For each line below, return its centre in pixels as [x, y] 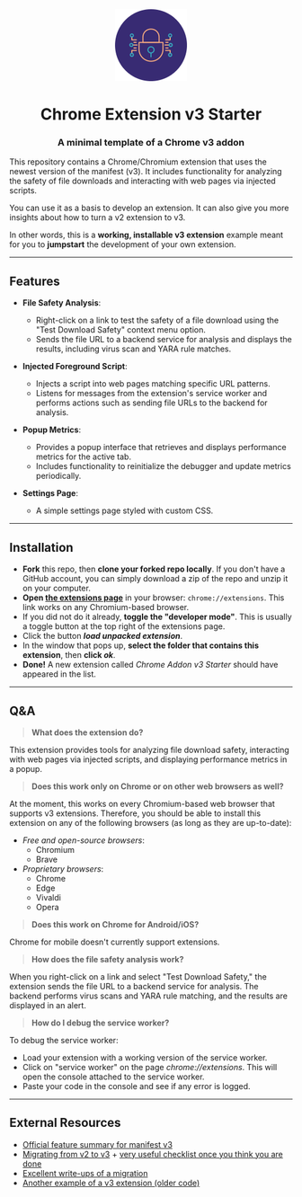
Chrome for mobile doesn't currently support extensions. [115, 942]
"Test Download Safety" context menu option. [121, 330]
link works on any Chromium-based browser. [106, 607]
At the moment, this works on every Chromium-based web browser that [142, 803]
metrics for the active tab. [84, 457]
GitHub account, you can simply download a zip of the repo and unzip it [155, 579]
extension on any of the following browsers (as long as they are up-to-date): [151, 822]
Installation [41, 547]
